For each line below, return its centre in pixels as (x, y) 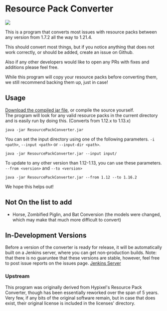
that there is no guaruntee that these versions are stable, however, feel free (83, 258)
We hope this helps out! (29, 186)
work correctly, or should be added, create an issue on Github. (69, 52)
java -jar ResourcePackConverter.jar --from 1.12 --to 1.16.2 (71, 177)
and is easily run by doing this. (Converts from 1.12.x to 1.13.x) (68, 120)
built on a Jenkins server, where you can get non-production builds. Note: (81, 252)
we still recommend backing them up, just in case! (57, 82)
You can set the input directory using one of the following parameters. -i (80, 139)
